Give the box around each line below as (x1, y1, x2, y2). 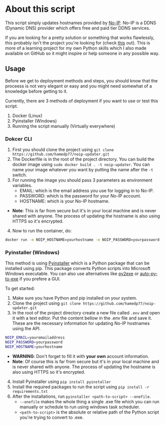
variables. (12, 183, 33, 189)
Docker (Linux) (12, 113, 43, 118)
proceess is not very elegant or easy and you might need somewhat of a (5, 83, 152, 89)
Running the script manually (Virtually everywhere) (12, 123, 116, 129)
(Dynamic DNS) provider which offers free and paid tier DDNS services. (5, 25, 150, 31)
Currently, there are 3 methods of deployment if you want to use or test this (5, 98, 159, 104)
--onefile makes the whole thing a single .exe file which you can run (19, 398, 160, 404)
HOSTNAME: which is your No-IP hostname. (19, 198, 110, 204)
